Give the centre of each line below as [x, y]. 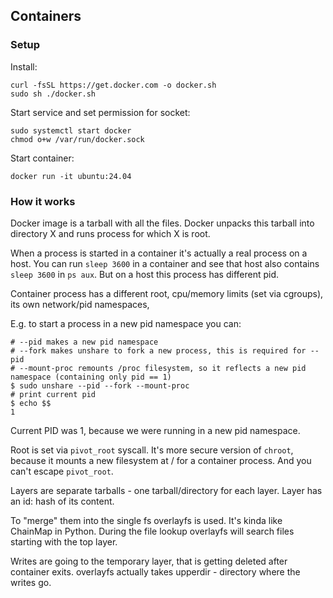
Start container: [42, 158]
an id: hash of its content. [62, 501]
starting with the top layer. [64, 541]
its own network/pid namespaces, [80, 304]
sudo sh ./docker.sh [53, 94]
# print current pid [53, 394]
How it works [43, 201]
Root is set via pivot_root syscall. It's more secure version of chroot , [152, 450]
